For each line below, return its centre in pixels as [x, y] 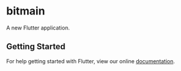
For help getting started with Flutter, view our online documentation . [91, 61]
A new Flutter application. [38, 28]
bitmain [26, 11]
